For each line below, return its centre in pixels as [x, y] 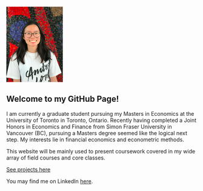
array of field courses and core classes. [56, 158]
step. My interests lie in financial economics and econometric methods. [95, 139]
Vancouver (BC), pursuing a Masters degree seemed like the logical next [97, 133]
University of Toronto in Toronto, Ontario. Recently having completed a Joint [101, 120]
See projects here [28, 169]
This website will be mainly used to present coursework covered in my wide [101, 151]
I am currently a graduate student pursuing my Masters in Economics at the [100, 113]
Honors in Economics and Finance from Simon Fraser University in [89, 126]
